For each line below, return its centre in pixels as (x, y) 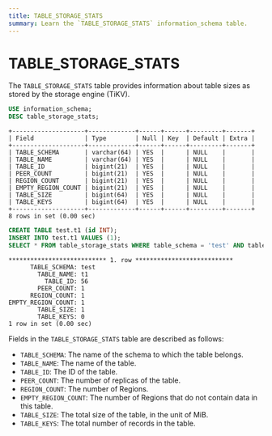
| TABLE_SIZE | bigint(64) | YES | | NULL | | (132, 195)
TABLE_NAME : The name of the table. (78, 363)
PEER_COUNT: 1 (61, 288)
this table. (37, 406)
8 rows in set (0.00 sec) (52, 216)
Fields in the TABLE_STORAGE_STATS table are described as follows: (116, 339)
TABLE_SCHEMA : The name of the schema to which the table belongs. (132, 354)
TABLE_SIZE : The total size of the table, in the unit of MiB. (114, 414)
